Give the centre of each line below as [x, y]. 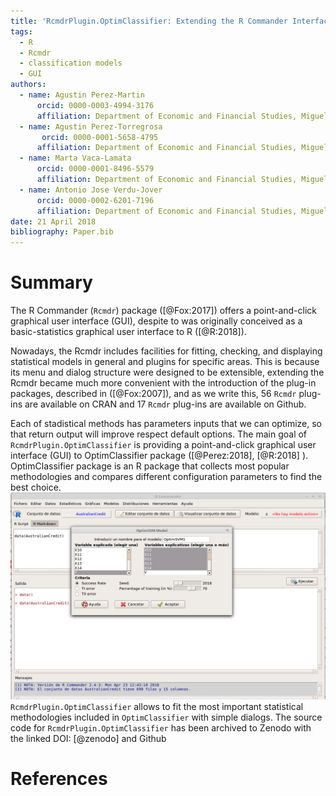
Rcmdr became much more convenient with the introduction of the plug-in [163, 383]
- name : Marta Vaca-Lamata [75, 158]
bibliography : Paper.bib [62, 232]
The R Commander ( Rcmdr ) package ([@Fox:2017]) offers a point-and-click [164, 311]
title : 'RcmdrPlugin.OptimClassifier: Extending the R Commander [149, 21]
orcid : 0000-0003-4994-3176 [95, 105]
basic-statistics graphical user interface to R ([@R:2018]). [128, 332]
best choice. [36, 487]
